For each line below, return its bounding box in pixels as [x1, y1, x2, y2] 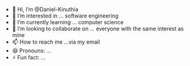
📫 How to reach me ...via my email [12, 38, 100, 45]
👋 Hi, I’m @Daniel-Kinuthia [12, 6, 79, 13]
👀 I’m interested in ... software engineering [12, 12, 119, 19]
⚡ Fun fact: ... [12, 54, 46, 61]
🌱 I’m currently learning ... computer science [12, 19, 124, 25]
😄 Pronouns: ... [12, 47, 52, 54]
